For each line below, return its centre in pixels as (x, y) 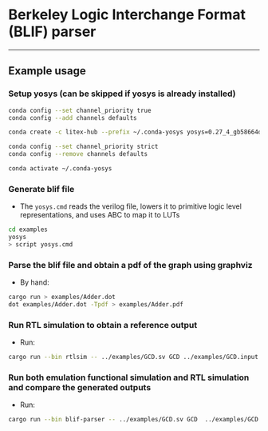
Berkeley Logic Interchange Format (127, 15)
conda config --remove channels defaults (78, 154)
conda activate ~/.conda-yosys (60, 169)
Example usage (47, 71)
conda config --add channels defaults (73, 118)
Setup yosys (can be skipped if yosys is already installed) (122, 94)
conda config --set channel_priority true (80, 110)
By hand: (34, 282)
